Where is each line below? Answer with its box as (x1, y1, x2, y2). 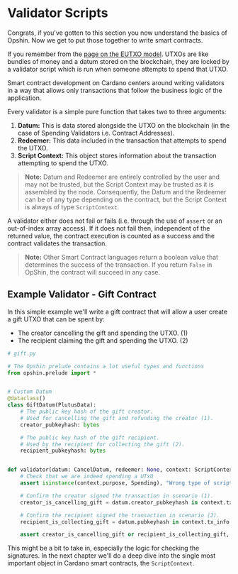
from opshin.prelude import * (7, 369, 97, 377)
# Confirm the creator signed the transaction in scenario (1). (20, 492, 214, 500)
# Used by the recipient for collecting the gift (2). (20, 441, 186, 448)
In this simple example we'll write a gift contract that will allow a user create (7, 307, 228, 316)
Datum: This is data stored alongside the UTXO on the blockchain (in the (17, 121, 230, 129)
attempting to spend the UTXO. (17, 158, 108, 167)
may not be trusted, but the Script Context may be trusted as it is (24, 180, 214, 189)
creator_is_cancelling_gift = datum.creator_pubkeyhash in (20, 499, 198, 506)
